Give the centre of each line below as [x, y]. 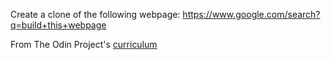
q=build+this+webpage [58, 25]
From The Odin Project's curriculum [84, 44]
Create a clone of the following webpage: [95, 14]
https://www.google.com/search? [251, 14]
